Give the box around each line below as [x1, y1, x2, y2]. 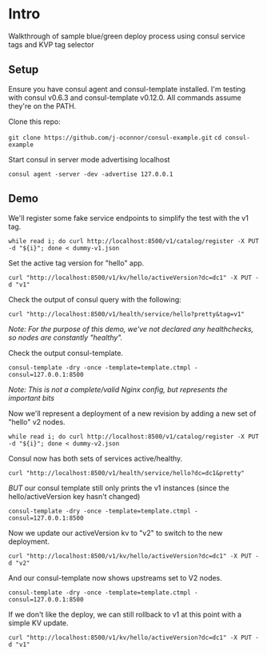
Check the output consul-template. [8, 348, 124, 357]
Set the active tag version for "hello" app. [8, 258, 145, 268]
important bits [8, 393, 54, 402]
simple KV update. [8, 617, 70, 628]
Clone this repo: [8, 117, 62, 126]
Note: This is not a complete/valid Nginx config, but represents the [8, 385, 228, 394]
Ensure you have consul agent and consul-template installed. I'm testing [8, 84, 246, 94]
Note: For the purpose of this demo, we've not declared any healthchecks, [8, 324, 254, 333]
